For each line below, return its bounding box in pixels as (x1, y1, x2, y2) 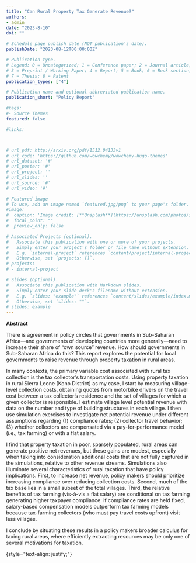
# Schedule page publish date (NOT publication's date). (6, 41, 148, 47)
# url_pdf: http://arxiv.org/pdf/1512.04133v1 (6, 147, 121, 153)
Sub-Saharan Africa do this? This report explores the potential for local (6, 350, 176, 357)
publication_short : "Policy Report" (6, 95, 95, 101)
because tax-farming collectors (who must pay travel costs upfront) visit (6, 509, 180, 516)
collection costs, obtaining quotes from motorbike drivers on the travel (18, 386, 188, 393)
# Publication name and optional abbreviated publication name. (6, 89, 166, 95)
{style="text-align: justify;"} (6, 551, 72, 558)
